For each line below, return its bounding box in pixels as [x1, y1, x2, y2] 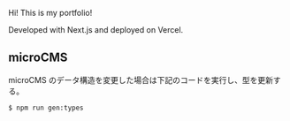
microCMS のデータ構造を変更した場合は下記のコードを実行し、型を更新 [8, 74, 273, 85]
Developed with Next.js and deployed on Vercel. [8, 25, 184, 34]
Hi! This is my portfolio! [8, 8, 93, 18]
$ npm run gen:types [8, 103, 85, 112]
